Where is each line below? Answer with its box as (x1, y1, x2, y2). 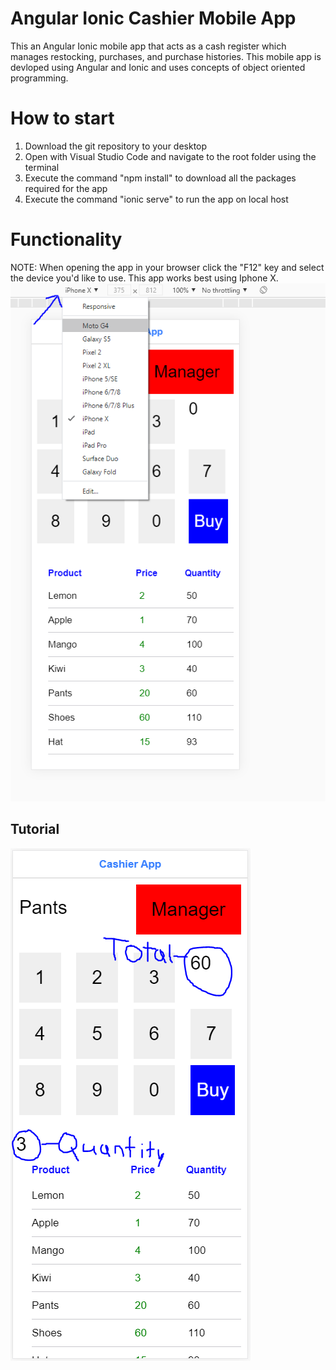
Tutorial (10, 821, 60, 838)
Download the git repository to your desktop (24, 140, 208, 152)
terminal (24, 161, 60, 173)
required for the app (24, 182, 108, 194)
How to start (10, 107, 115, 130)
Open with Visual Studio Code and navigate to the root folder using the (24, 150, 317, 162)
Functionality (10, 228, 123, 251)
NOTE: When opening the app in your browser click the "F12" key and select (10, 261, 325, 273)
